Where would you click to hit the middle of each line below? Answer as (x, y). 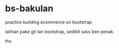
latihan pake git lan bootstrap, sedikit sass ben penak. (60, 31)
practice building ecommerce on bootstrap (49, 22)
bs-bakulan (29, 9)
